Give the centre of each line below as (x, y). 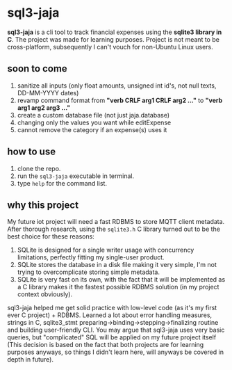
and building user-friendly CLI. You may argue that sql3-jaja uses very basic (116, 330)
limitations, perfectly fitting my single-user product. (91, 257)
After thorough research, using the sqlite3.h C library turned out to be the (114, 229)
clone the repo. (39, 168)
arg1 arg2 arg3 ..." (44, 107)
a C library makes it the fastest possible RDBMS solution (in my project (118, 287)
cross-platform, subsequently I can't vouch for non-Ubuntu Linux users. (110, 47)
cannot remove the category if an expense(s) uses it (92, 129)
